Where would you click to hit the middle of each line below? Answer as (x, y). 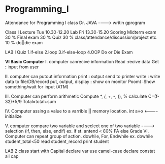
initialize (14, 116)
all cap (12, 156)
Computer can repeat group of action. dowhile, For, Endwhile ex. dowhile (79, 136)
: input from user (22, 67)
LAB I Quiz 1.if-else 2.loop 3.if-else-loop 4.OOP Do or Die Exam (69, 52)
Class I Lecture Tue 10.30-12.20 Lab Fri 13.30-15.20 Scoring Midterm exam (81, 32)
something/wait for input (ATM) (37, 86)
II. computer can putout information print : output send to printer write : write (83, 76)
